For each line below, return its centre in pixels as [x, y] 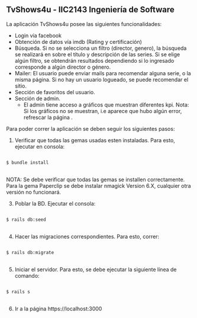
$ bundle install [28, 162]
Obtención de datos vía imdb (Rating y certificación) [78, 41]
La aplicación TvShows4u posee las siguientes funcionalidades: [84, 24]
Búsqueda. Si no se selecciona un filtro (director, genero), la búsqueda [101, 48]
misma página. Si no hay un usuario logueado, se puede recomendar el [101, 79]
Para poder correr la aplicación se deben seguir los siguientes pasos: [91, 129]
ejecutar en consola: [40, 146]
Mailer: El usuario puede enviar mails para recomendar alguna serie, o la [103, 73]
